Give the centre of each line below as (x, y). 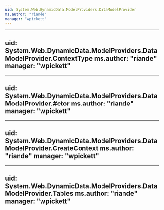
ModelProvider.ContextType (49, 58)
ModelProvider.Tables (39, 194)
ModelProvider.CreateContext (52, 149)
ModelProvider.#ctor (37, 103)
